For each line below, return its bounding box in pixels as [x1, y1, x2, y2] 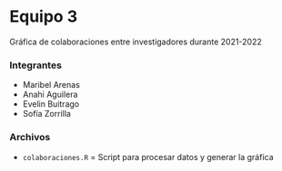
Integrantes [9, 59, 62, 71]
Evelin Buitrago [22, 99, 80, 109]
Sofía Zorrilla [22, 109, 71, 119]
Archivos [9, 131, 51, 144]
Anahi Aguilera [22, 89, 78, 100]
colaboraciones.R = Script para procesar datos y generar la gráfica [22, 151, 275, 162]
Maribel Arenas [22, 80, 80, 90]
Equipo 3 [9, 6, 78, 27]
